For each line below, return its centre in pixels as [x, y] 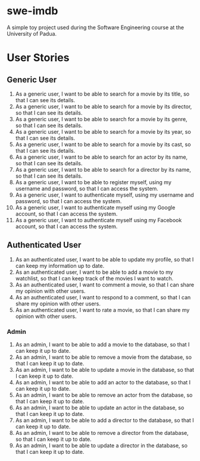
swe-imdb [32, 11]
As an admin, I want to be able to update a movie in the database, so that [105, 370]
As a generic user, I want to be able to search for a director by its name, [103, 169]
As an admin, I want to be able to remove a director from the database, [102, 433]
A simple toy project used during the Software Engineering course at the [95, 27]
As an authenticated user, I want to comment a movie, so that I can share [105, 285]
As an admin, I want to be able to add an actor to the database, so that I [103, 383]
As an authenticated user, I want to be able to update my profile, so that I [104, 259]
